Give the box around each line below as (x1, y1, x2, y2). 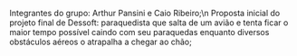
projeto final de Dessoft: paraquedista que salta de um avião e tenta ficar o (9, 17, 289, 28)
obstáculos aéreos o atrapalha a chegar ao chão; (9, 36, 192, 47)
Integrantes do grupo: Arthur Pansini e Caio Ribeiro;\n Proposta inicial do (9, 8, 281, 18)
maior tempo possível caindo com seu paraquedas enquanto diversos (9, 27, 270, 37)
